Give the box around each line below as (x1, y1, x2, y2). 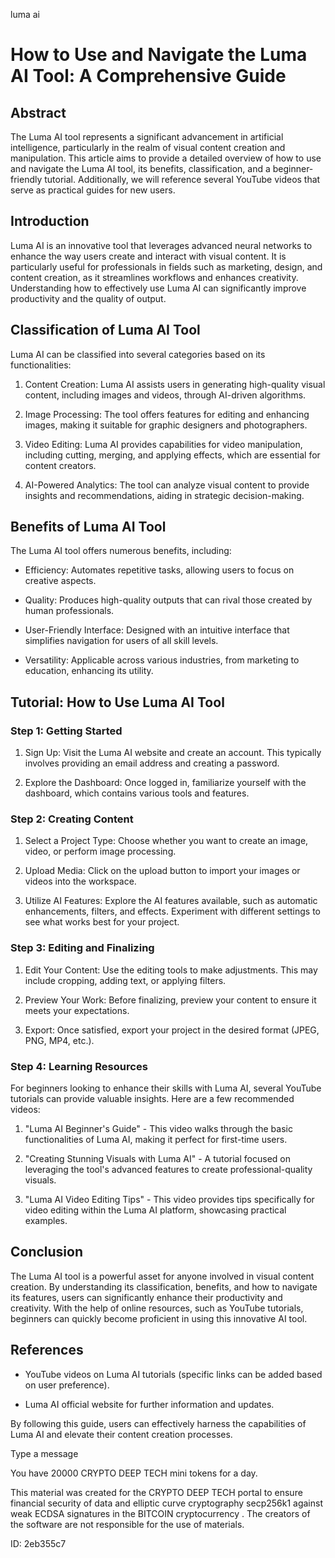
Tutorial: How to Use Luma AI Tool (10, 694, 225, 711)
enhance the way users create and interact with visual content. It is (10, 250, 287, 262)
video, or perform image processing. (24, 845, 177, 858)
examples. (24, 1215, 68, 1227)
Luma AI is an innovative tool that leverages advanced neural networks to (10, 239, 313, 251)
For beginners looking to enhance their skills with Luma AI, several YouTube (10, 1082, 322, 1094)
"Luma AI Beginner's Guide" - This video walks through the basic (24, 1123, 293, 1135)
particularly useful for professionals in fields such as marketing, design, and (10, 260, 323, 273)
